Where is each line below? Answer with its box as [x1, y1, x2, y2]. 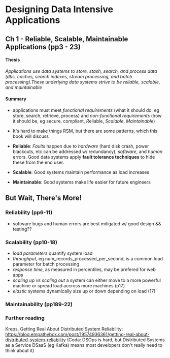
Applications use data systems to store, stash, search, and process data [5, 68, 157, 74]
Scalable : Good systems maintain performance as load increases [12, 169, 150, 175]
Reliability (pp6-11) [5, 209, 53, 216]
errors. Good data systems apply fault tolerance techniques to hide [12, 154, 155, 160]
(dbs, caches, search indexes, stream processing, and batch [5, 73, 133, 79]
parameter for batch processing [12, 261, 80, 267]
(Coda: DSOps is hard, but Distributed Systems [66, 337, 165, 343]
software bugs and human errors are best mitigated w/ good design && [12, 220, 161, 227]
